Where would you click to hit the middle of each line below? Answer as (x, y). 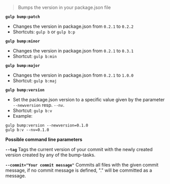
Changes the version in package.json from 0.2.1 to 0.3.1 (73, 51)
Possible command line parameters (44, 139)
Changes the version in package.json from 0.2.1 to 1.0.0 (73, 75)
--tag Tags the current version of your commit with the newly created (79, 149)
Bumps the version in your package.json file (64, 7)
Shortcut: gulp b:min (35, 56)
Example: (23, 116)
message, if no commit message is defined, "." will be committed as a (79, 170)
